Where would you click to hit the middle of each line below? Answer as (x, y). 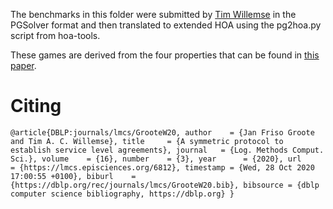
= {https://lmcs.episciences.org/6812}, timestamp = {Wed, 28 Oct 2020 (162, 167)
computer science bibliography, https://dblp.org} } (122, 194)
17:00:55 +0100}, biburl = (73, 176)
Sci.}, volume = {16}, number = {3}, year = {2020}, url (156, 159)
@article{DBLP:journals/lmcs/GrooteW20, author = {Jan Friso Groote (162, 132)
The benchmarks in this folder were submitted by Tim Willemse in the (153, 14)
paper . (23, 65)
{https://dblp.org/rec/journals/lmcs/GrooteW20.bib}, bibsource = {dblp (165, 185)
